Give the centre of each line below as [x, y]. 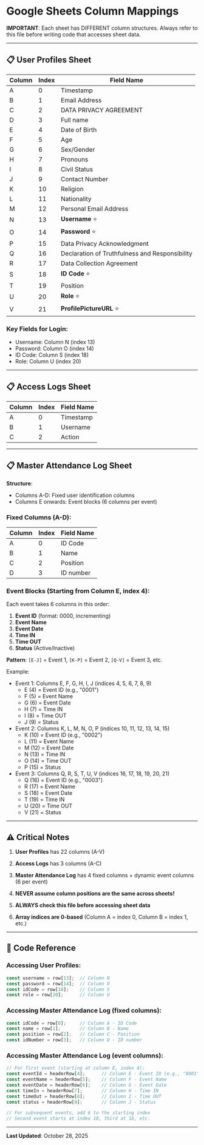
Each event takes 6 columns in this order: [58, 604]
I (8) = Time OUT [45, 716]
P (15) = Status [42, 767]
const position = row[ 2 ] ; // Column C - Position [73, 1035]
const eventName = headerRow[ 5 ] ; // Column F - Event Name [87, 1079]
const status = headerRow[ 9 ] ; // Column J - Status [81, 1102]
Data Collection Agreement [99, 263]
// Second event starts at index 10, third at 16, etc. [78, 1119]
